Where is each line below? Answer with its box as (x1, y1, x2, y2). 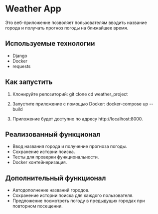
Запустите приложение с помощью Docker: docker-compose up (12, 100, 149, 106)
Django (12, 52, 27, 58)
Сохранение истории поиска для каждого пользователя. (12, 192, 134, 198)
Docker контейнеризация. (12, 159, 67, 165)
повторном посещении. (12, 203, 63, 209)
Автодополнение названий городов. (12, 187, 90, 193)
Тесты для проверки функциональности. (12, 154, 99, 160)
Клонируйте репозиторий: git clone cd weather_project (12, 91, 128, 97)
